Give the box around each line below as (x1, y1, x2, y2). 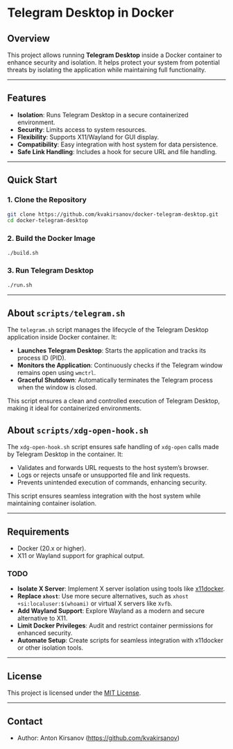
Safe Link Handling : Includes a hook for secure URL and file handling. (17, 147, 217, 155)
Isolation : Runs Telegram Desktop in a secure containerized (17, 110, 189, 119)
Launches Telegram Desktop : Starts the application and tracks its (17, 346, 207, 355)
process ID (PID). (17, 354, 67, 362)
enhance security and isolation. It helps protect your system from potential (7, 58, 221, 67)
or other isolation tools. (17, 643, 84, 652)
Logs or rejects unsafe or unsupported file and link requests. (17, 471, 191, 480)
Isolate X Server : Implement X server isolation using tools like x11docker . (17, 584, 225, 593)
